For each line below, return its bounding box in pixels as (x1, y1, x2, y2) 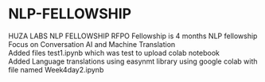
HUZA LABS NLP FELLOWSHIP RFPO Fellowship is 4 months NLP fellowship (8, 31, 258, 41)
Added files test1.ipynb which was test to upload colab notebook (8, 48, 220, 57)
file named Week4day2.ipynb (8, 64, 104, 74)
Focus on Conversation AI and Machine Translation (8, 39, 176, 49)
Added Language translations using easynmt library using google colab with (8, 57, 258, 66)
